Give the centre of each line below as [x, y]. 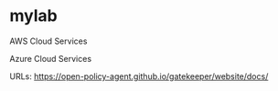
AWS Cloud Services [48, 41]
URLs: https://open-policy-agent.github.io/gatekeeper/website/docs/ [139, 76]
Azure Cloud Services [51, 58]
